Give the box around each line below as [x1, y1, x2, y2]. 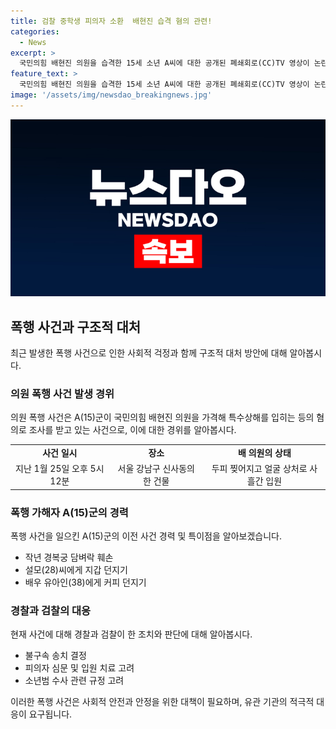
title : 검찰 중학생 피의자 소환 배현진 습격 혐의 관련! [10, 16, 213, 26]
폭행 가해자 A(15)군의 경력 [10, 505, 129, 519]
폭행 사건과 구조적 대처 [10, 318, 142, 335]
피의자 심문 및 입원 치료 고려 [24, 662, 135, 674]
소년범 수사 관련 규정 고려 [24, 675, 125, 687]
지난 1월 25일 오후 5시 [15, 463, 105, 475]
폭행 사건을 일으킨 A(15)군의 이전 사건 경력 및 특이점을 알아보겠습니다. [10, 530, 282, 542]
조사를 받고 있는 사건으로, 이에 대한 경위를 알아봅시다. [28, 424, 237, 436]
